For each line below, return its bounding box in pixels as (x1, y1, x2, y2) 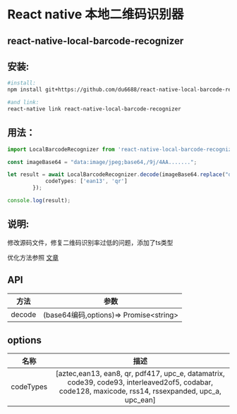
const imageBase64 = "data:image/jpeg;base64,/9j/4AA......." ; (7, 158, 197, 165)
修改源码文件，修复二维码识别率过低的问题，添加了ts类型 (7, 238, 174, 246)
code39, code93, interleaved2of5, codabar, (67, 377, 214, 387)
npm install (7, 86, 42, 94)
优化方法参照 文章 (7, 253, 59, 261)
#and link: (7, 99, 39, 106)
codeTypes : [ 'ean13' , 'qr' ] (44, 177, 128, 185)
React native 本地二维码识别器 (7, 6, 184, 23)
